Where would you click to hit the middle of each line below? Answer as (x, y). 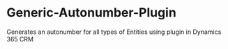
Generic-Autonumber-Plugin (92, 13)
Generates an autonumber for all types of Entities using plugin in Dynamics (114, 32)
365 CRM (20, 39)
